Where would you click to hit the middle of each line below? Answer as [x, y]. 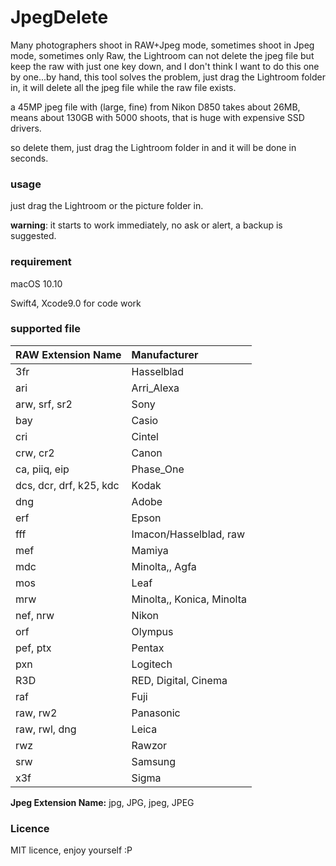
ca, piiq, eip [42, 469]
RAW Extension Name [68, 354]
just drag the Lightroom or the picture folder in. [107, 206]
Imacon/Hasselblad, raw [188, 534]
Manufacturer [165, 354]
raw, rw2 [36, 713]
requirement [41, 262]
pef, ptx [33, 648]
